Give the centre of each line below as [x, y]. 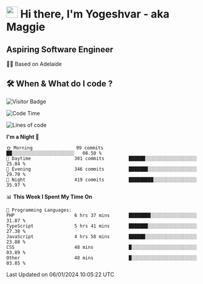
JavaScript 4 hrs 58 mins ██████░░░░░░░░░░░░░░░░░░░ [102, 237]
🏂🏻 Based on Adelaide [34, 64]
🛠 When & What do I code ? [60, 84]
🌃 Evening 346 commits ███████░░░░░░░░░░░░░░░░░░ [102, 169]
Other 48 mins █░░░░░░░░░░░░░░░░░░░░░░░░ [102, 258]
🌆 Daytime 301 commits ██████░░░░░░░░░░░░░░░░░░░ [102, 158]
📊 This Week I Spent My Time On [49, 197]
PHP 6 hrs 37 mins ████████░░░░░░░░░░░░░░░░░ [102, 215]
